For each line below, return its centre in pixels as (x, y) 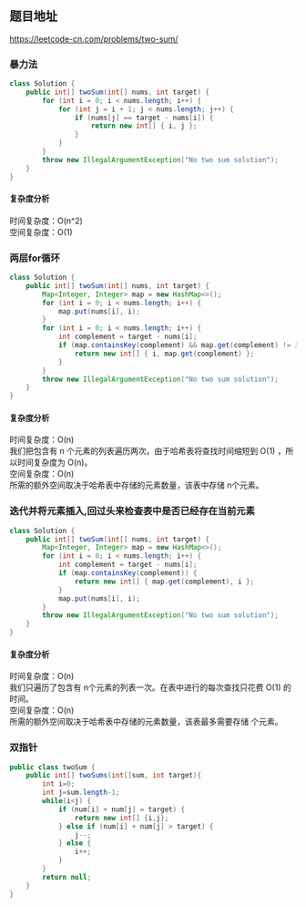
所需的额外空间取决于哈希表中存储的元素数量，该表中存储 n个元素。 (137, 485)
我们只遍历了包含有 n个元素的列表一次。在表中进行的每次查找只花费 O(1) (145, 687)
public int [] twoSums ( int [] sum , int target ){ (114, 776)
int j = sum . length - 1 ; (81, 793)
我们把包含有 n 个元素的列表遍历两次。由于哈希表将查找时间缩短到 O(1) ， (148, 451)
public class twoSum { (52, 767)
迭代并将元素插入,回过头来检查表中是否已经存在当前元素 (132, 511)
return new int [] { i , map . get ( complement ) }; (164, 354)
